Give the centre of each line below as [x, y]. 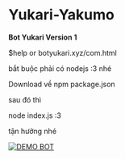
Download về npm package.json [62, 84]
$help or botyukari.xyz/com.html [62, 52]
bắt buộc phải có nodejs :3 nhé [60, 68]
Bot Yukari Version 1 [43, 37]
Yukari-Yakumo [61, 15]
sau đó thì [25, 99]
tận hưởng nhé [33, 131]
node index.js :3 [35, 115]
